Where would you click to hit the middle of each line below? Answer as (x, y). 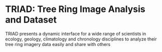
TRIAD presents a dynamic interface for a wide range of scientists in (76, 33)
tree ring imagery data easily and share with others (58, 44)
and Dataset (31, 20)
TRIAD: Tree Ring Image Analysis (75, 9)
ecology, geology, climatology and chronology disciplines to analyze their (81, 39)
